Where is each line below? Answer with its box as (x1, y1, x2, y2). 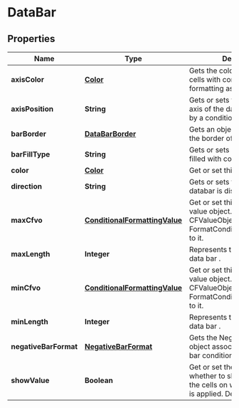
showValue (11, 375, 50, 385)
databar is (188, 186, 223, 196)
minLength (11, 317, 48, 326)
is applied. (188, 389, 224, 399)
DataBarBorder (84, 129, 137, 139)
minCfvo (11, 283, 41, 293)
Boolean (84, 375, 114, 385)
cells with (188, 75, 221, 84)
